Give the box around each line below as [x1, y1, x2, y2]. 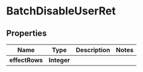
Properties [6, 28, 47, 38]
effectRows [9, 56, 43, 64]
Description [75, 46, 110, 54]
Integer [48, 56, 71, 64]
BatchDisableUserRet [6, 4, 116, 18]
